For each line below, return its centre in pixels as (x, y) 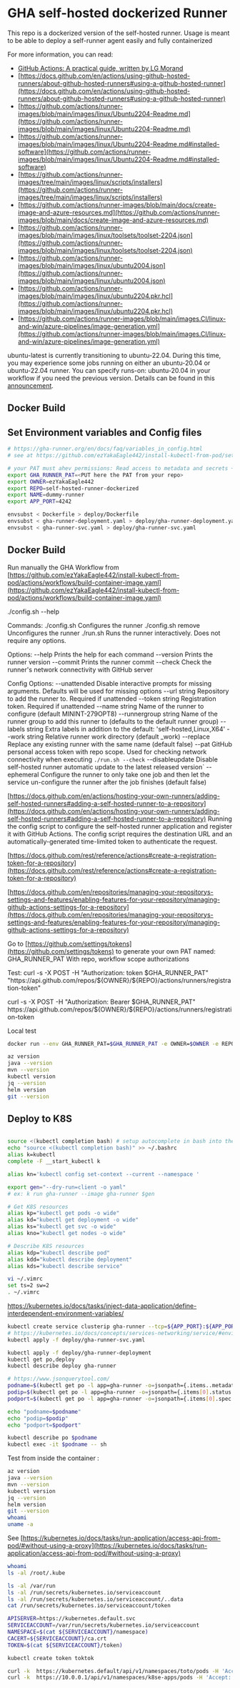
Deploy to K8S (40, 1118)
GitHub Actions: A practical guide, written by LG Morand (100, 68)
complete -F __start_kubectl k (54, 1162)
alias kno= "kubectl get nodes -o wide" (67, 1234)
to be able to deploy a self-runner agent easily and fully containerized (110, 40)
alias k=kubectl (31, 1155)
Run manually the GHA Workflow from (63, 567)
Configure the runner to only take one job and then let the (125, 774)
